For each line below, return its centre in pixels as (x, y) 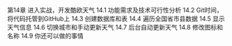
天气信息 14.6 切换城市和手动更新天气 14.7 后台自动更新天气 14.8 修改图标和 (115, 27)
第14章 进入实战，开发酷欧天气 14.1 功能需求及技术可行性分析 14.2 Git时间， (115, 10)
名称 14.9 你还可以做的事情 (45, 36)
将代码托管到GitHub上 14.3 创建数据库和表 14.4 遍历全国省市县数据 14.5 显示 (116, 19)
